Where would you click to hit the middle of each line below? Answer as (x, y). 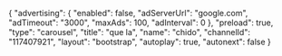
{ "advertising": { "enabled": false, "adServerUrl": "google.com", (128, 13)
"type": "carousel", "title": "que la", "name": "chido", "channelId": (130, 32)
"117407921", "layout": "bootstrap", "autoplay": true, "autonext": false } (140, 42)
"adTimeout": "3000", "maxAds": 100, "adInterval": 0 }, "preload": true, (141, 23)
